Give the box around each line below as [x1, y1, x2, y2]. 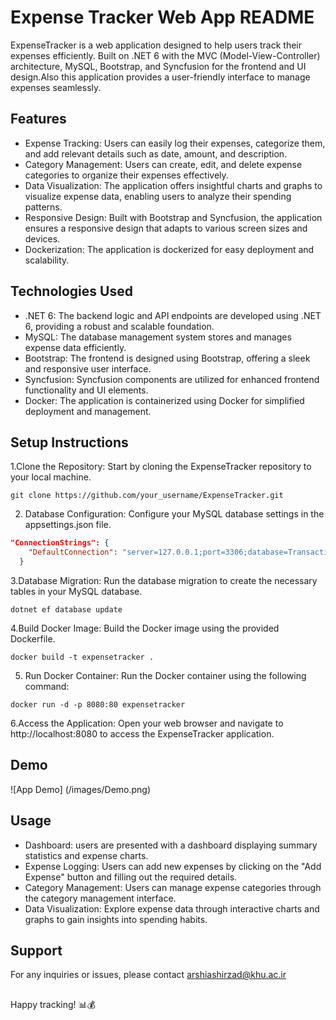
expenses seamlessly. [10, 81, 102, 93]
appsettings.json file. [24, 519, 112, 531]
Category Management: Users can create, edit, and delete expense [24, 158, 303, 170]
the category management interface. [24, 892, 177, 904]
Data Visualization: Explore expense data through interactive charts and [24, 902, 320, 915]
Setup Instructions [10, 434, 129, 451]
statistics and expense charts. [24, 849, 149, 861]
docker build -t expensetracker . [10, 652, 155, 662]
